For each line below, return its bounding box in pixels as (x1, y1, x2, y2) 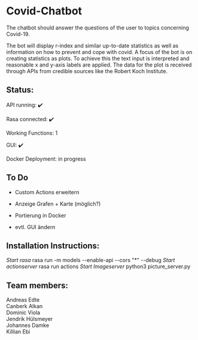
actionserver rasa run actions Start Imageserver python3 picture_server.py (6, 263, 191, 270)
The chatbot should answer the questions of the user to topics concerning (6, 24, 190, 31)
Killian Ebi (6, 328, 31, 335)
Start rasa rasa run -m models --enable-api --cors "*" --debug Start (6, 257, 175, 264)
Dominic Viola (6, 309, 41, 316)
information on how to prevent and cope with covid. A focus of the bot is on (6, 48, 193, 55)
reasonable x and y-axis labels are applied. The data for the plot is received (6, 61, 192, 68)
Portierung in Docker (14, 212, 66, 219)
